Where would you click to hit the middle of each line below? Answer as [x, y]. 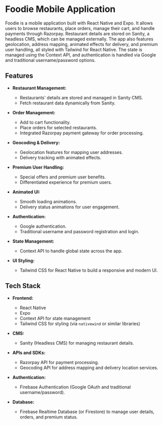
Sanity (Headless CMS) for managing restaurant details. [77, 343]
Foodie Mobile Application [60, 9]
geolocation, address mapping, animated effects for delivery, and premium [81, 44]
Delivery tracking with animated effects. [61, 157]
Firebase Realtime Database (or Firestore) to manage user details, [87, 412]
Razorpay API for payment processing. [59, 362]
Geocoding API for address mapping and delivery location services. [89, 368]
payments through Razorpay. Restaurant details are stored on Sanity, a [78, 33]
